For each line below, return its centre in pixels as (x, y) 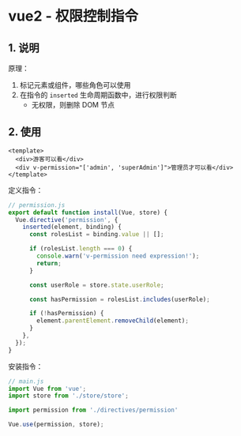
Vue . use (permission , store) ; (56, 425)
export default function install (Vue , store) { (88, 212)
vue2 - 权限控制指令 (73, 16)
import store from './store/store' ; (68, 396)
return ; (49, 263)
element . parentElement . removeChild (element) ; (113, 321)
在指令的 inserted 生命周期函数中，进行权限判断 (98, 95)
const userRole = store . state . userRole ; (96, 285)
